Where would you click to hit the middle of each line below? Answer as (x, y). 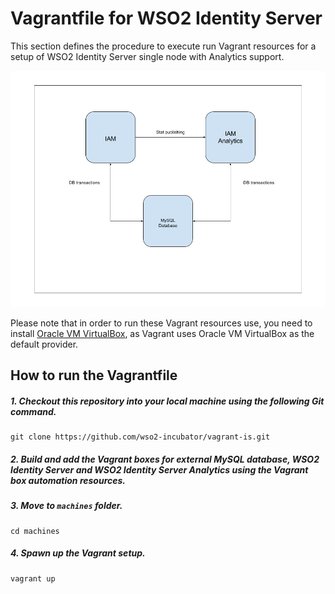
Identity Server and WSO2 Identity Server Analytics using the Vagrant (159, 469)
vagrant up (33, 578)
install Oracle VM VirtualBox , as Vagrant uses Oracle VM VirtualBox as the (162, 333)
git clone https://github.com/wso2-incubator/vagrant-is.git (140, 437)
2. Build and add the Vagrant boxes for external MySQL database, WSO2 (165, 459)
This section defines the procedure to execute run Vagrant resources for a (163, 46)
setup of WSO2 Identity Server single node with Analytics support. (147, 56)
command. (33, 411)
